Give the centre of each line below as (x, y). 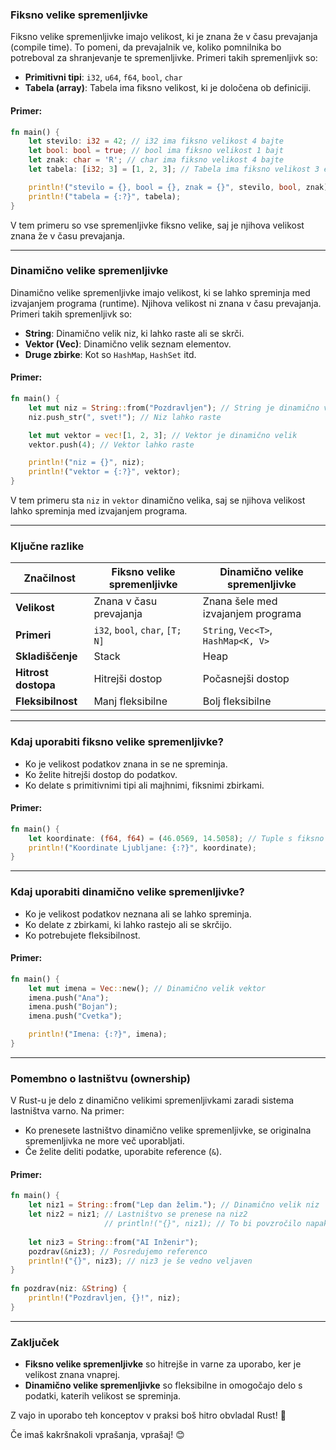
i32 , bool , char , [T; (137, 630)
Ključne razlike (47, 546)
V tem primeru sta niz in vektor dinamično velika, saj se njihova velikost (158, 500)
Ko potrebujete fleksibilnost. (82, 935)
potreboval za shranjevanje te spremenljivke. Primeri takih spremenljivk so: (164, 58)
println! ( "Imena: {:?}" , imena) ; (98, 1034)
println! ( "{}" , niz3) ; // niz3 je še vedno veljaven (140, 1261)
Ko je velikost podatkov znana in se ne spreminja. (126, 764)
